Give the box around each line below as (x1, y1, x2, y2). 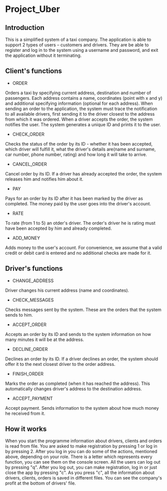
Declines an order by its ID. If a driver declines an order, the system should (5, 355, 159, 362)
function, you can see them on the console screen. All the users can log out (5, 459, 161, 465)
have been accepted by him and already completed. (5, 225, 112, 231)
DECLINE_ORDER (12, 346, 48, 352)
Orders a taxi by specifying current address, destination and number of (5, 90, 151, 96)
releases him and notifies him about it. (5, 176, 84, 182)
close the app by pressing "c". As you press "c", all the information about (5, 470, 155, 476)
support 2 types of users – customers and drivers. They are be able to (5, 42, 149, 48)
